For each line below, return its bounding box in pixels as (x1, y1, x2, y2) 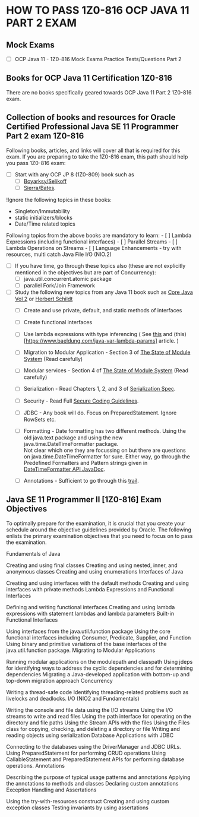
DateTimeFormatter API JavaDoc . (23, 465, 106, 473)
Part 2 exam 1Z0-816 (6, 131, 84, 141)
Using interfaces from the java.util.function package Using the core (6, 628, 170, 635)
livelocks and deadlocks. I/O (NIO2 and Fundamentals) (6, 695, 140, 702)
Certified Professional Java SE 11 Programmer (6, 122, 179, 132)
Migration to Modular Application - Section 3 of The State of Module (23, 349, 191, 356)
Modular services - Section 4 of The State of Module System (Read (23, 367, 189, 374)
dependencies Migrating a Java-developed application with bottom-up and (6, 670, 190, 677)
